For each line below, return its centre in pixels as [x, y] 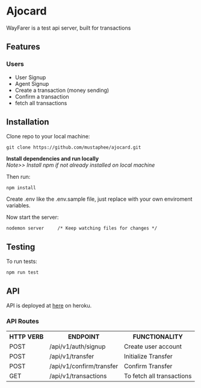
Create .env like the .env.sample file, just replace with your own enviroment [99, 199]
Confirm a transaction [42, 96]
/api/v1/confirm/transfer [84, 366]
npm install [21, 188]
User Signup [30, 77]
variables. [18, 205]
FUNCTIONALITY [158, 337]
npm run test [23, 273]
